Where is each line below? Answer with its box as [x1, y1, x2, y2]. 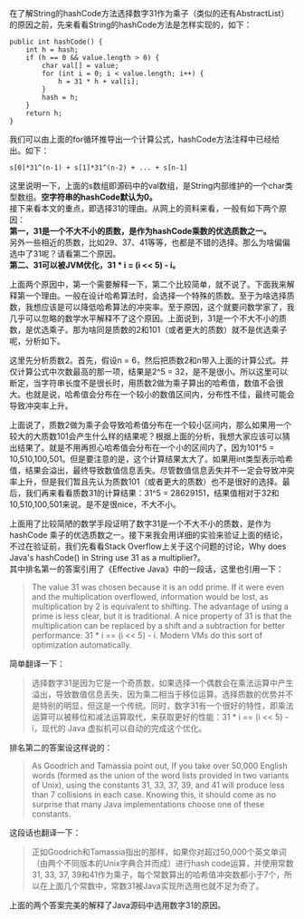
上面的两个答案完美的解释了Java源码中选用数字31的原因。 [9, 900, 226, 910]
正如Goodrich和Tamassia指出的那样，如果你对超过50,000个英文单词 [31, 846, 287, 857]
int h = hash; [25, 45, 79, 54]
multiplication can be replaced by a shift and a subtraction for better [31, 621, 286, 631]
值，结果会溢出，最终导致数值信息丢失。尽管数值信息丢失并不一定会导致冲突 [9, 465, 295, 475]
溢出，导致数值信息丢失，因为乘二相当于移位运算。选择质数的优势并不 [31, 689, 294, 699]
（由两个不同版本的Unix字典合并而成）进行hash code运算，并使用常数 [31, 858, 294, 868]
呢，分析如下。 [9, 336, 65, 347]
